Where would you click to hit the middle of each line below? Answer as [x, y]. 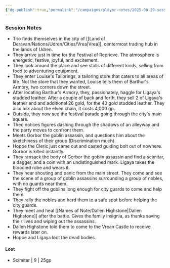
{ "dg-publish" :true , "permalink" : [40, 10]
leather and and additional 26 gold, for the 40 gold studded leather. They [89, 103]
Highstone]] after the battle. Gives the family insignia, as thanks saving [86, 216]
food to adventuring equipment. [46, 71]
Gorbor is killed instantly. [38, 151]
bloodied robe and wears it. [41, 167]
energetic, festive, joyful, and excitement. [56, 60]
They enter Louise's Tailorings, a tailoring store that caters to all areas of [88, 76]
